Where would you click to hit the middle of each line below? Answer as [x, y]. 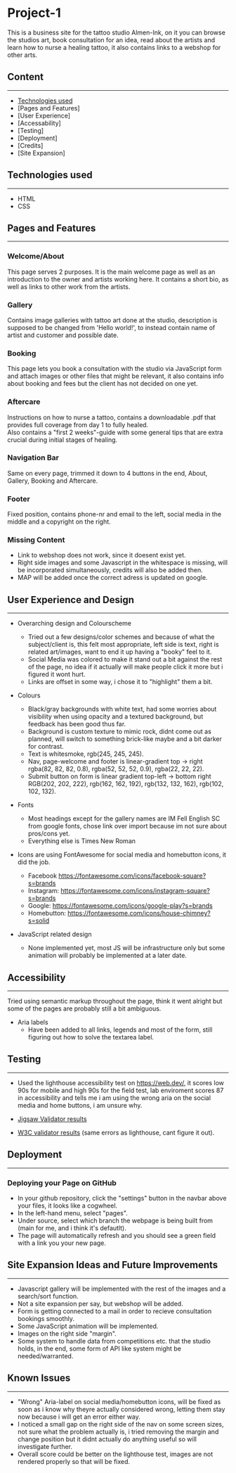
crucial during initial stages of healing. [63, 440]
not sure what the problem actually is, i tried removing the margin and [118, 1431]
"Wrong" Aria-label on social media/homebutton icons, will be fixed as [119, 1401]
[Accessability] [39, 123]
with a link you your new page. [62, 1243]
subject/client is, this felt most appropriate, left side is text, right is [123, 645]
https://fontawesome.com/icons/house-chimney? [139, 913]
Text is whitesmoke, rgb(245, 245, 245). [86, 754]
